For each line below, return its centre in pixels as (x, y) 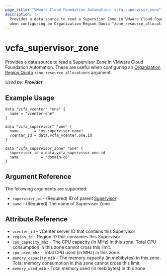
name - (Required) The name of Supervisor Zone (61, 203)
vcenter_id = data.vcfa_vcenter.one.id (51, 135)
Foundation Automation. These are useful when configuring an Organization (83, 67)
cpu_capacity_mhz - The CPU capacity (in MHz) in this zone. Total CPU (84, 242)
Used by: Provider (24, 82)
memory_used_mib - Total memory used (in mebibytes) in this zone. (79, 268)
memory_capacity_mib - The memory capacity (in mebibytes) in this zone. (86, 258)
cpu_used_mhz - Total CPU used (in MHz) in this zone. (66, 252)
